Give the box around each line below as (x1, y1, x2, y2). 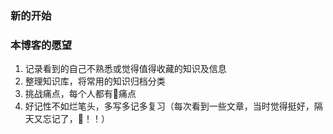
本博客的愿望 (10, 38, 73, 52)
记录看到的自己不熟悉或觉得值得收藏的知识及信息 (24, 63, 227, 75)
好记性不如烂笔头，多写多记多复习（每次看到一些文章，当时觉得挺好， (24, 100, 315, 112)
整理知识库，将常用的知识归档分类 (24, 75, 166, 87)
